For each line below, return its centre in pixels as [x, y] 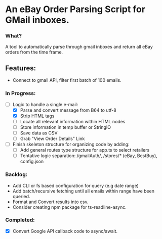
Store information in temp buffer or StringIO [66, 127]
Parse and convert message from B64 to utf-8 [68, 110]
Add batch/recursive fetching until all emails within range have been [83, 191]
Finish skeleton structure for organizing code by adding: [71, 145]
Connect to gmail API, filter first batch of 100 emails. [67, 80]
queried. [21, 196]
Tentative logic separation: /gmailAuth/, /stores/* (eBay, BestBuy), [89, 156]
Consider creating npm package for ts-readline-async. [69, 207]
